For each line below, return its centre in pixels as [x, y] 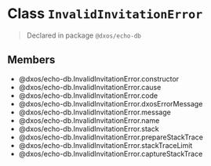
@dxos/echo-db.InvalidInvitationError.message [95, 112]
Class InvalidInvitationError [105, 14]
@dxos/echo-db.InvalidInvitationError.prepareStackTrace [111, 137]
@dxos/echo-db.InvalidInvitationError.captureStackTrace [111, 153]
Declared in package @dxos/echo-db [84, 35]
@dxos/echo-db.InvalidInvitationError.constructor [99, 78]
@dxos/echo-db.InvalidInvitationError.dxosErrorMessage [111, 103]
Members [31, 60]
